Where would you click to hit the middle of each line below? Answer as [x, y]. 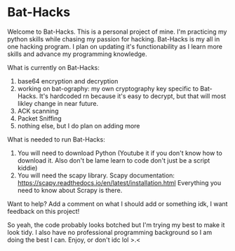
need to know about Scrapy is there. [70, 190]
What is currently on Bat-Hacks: [53, 67]
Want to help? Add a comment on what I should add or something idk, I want [117, 203]
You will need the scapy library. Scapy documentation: [96, 175]
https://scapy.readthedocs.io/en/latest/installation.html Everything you [119, 182]
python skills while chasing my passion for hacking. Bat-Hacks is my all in [114, 39]
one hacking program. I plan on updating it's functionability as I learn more [115, 46]
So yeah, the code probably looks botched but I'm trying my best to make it [116, 224]
